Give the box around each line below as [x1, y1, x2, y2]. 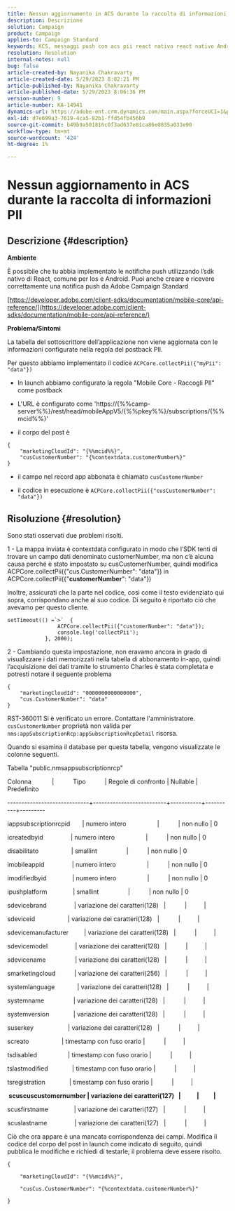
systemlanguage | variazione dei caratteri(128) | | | [7, 982, 210, 991]
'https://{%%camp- [94, 399, 151, 408]
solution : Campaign [7, 23, 64, 30]
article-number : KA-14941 [7, 102, 83, 109]
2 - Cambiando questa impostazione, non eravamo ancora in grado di [7, 647, 208, 656]
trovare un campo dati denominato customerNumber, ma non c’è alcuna [7, 552, 215, 560]
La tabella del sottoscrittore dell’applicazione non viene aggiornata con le [7, 338, 218, 346]
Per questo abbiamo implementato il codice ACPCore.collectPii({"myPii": [7, 359, 222, 367]
